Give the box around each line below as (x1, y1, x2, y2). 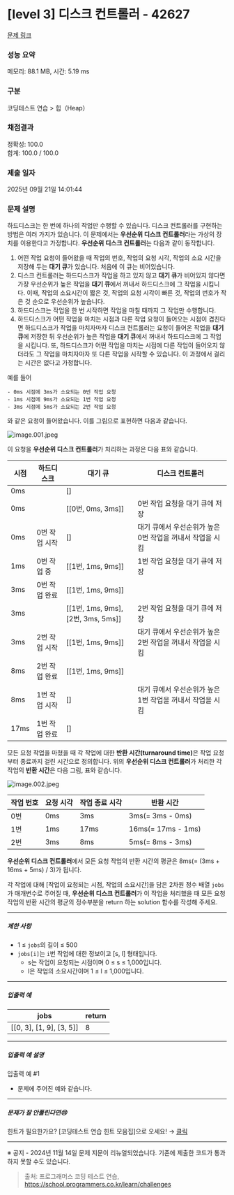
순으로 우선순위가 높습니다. (32, 298, 105, 306)
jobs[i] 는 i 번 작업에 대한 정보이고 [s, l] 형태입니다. (17, 950, 157, 958)
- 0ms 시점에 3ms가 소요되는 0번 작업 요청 (7, 389, 116, 396)
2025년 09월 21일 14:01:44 (7, 185, 82, 194)
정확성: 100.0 (7, 140, 44, 148)
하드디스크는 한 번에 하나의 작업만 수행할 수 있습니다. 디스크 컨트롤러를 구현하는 (7, 222, 223, 230)
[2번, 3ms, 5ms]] (65, 614, 122, 624)
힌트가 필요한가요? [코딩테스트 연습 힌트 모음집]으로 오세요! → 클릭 (7, 1127, 188, 1136)
